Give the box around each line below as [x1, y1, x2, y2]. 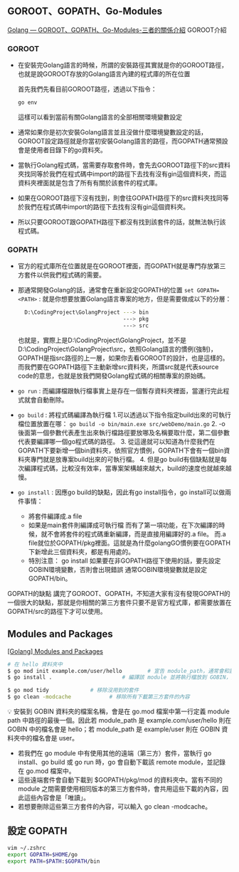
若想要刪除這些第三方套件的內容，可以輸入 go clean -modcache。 [17, 802, 212, 811]
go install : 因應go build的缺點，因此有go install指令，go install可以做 [17, 488, 225, 496]
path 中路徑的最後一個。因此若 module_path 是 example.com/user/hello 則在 [7, 716, 232, 725]
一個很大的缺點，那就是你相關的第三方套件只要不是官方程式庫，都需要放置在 [7, 598, 232, 607]
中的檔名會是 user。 [19, 734, 79, 743]
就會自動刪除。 [23, 395, 68, 404]
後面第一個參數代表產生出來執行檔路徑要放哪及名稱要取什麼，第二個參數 [17, 428, 230, 437]
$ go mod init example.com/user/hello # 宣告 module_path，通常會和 [7, 667, 230, 674]
